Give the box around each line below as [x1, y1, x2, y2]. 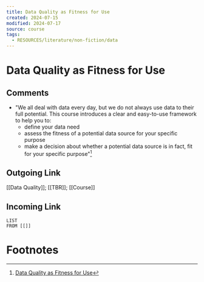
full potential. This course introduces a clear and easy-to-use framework [15, 110, 197, 118]
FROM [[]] [6, 223, 32, 229]
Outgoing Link [6, 168, 61, 178]
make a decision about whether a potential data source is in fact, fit [24, 143, 192, 150]
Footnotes [6, 243, 59, 257]
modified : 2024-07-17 [6, 20, 61, 26]
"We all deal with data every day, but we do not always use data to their [15, 104, 194, 111]
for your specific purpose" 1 [24, 149, 92, 157]
